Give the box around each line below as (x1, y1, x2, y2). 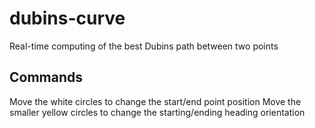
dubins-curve (9, 7, 126, 30)
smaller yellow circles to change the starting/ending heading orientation (9, 106, 306, 118)
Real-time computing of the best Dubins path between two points (9, 40, 279, 52)
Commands (9, 69, 84, 86)
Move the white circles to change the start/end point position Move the (9, 95, 302, 107)
